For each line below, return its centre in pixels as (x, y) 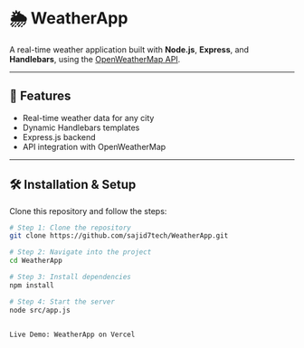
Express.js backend (59, 136)
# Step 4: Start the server (62, 301)
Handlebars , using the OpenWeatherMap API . (95, 59)
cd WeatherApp (36, 261)
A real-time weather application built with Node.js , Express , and (129, 49)
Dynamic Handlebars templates (81, 127)
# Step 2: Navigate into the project (81, 252)
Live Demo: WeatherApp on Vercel (72, 334)
